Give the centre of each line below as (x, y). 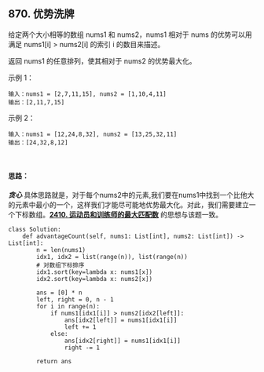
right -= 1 (82, 348)
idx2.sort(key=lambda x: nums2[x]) (95, 279)
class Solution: (35, 230)
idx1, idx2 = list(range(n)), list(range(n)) (112, 257)
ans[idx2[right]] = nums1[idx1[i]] (122, 341)
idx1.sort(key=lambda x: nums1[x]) (95, 272)
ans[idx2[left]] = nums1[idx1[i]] (121, 320)
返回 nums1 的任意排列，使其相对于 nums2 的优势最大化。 (102, 60)
